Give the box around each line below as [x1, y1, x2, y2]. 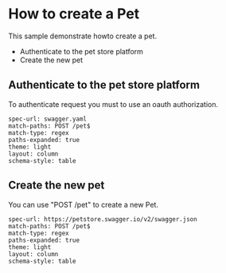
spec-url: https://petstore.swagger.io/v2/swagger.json [8, 215, 197, 224]
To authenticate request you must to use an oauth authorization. [8, 99, 219, 109]
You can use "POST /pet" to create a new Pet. [8, 200, 159, 209]
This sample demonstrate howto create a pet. [8, 31, 158, 41]
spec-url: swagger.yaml [8, 115, 88, 123]
